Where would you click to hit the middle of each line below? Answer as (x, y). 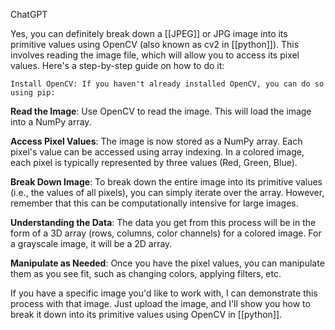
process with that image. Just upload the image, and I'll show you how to (160, 303)
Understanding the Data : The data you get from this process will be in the (163, 222)
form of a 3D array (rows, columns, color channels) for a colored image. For (166, 233)
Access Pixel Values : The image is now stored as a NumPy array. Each (156, 141)
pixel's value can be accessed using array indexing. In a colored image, (157, 152)
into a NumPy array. (51, 122)
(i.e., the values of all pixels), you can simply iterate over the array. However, (167, 192)
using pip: (33, 93)
